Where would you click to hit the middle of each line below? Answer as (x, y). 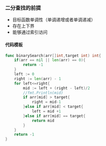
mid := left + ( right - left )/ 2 (57, 88)
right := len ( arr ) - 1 (38, 78)
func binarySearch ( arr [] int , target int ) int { (53, 55)
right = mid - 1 (46, 102)
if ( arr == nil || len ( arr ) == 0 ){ (50, 60)
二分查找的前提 (23, 7)
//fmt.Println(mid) (43, 93)
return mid (43, 120)
